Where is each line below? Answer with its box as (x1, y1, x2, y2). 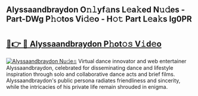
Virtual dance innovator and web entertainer (78, 58, 187, 64)
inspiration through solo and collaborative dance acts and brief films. (6, 71, 175, 78)
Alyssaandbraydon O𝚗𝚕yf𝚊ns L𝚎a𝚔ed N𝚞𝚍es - (6, 5, 185, 15)
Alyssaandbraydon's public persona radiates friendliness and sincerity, (6, 77, 181, 84)
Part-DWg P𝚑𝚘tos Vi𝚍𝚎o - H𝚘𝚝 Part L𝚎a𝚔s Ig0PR (6, 14, 192, 24)
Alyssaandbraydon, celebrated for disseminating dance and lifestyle (6, 64, 174, 71)
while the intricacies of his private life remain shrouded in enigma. (6, 83, 168, 90)
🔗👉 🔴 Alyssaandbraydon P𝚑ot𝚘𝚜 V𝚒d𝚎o (6, 39, 162, 49)
